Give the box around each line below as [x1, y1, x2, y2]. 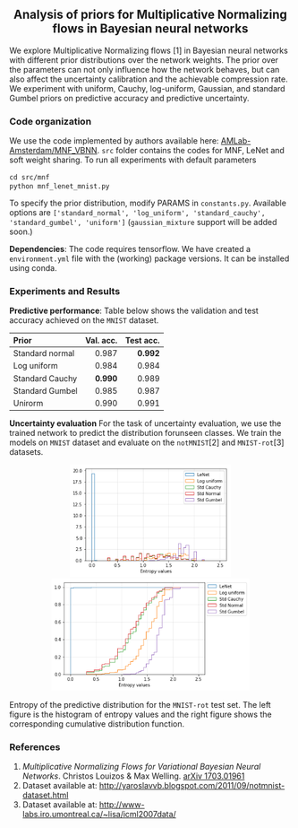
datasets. [9, 446, 44, 457]
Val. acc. [84, 335, 118, 345]
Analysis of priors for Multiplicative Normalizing [13, 7, 288, 22]
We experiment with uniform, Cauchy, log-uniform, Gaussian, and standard [9, 83, 285, 93]
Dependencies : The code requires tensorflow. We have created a [9, 244, 251, 255]
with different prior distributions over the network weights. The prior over [9, 54, 279, 65]
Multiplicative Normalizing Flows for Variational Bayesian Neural [21, 761, 261, 771]
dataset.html [21, 789, 69, 800]
